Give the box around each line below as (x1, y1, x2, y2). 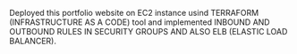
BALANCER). (9, 35, 56, 46)
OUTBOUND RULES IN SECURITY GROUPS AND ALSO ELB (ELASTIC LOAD (9, 27, 288, 36)
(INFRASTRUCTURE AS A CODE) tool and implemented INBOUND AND (9, 17, 270, 27)
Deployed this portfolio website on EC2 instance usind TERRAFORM (9, 8, 259, 18)
